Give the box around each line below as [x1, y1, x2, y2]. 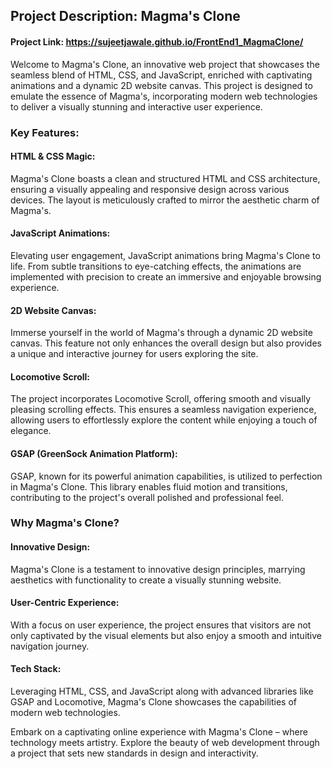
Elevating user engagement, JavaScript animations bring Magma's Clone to [10, 249, 321, 261]
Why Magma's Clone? [10, 516, 120, 530]
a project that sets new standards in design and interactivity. [10, 747, 259, 759]
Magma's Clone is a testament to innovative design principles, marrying [10, 563, 306, 575]
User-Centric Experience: [10, 597, 120, 609]
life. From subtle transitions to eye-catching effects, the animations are [10, 260, 302, 272]
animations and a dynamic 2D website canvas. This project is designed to [10, 79, 313, 91]
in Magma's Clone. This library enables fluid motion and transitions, [10, 480, 288, 493]
